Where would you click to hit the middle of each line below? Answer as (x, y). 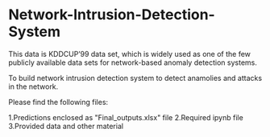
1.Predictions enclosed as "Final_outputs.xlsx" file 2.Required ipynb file (126, 117)
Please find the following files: (58, 102)
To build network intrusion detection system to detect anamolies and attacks (135, 78)
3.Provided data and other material (66, 126)
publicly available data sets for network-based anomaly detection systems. (133, 62)
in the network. (33, 87)
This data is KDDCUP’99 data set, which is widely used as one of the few (130, 54)
